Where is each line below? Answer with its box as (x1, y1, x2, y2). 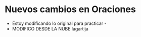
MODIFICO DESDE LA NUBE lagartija (12, 25, 89, 31)
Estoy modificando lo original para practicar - (12, 20, 107, 26)
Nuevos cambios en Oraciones (5, 4, 136, 15)
